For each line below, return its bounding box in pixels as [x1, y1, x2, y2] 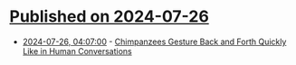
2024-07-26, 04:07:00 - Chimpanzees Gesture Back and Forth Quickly [22, 36, 287, 47]
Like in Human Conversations [22, 45, 133, 56]
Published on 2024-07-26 [9, 6, 210, 27]
